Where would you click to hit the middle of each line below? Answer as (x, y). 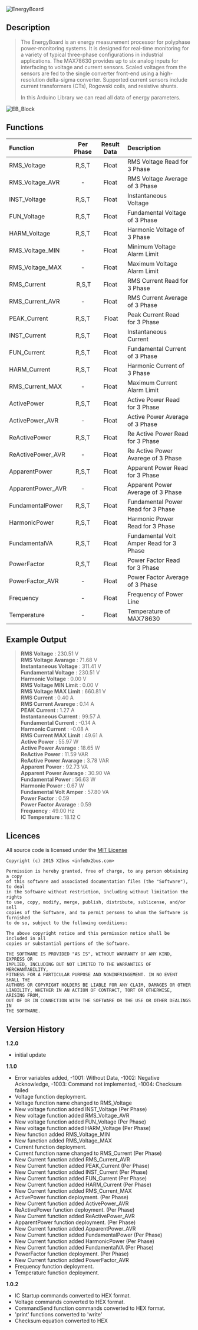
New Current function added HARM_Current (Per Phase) (83, 1185)
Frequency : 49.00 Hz (47, 811)
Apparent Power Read (158, 467)
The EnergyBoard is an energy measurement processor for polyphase (105, 42)
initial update (30, 1055)
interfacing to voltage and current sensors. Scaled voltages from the (103, 67)
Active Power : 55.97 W (49, 742)
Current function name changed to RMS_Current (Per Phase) (88, 1153)
